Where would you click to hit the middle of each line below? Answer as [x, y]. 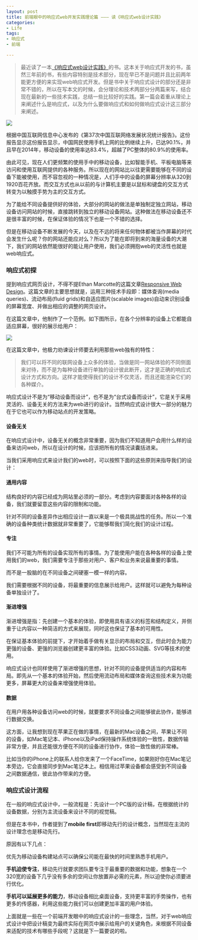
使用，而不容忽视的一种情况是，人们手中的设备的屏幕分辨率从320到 [109, 177]
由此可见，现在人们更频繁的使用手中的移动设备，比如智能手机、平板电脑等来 [99, 162]
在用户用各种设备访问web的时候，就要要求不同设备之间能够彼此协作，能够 [96, 712]
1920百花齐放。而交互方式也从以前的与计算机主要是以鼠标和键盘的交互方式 [97, 184]
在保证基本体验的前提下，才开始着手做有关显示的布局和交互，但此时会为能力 [99, 641]
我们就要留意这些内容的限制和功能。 [60, 504]
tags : [13, 34]
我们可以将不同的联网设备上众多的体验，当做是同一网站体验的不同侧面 [106, 362]
